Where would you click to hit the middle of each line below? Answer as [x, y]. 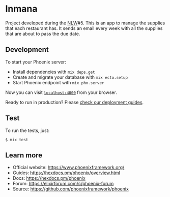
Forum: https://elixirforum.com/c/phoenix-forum [63, 184]
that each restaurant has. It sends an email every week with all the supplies [84, 28]
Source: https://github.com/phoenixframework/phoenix [70, 189]
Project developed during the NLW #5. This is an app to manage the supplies [85, 23]
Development [27, 50]
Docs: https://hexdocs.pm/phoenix [49, 178]
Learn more [24, 155]
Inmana [21, 9]
